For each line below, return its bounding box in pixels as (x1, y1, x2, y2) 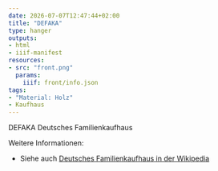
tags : (8, 85, 26, 94)
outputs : (8, 34, 38, 42)
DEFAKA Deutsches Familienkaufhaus (8, 123, 133, 133)
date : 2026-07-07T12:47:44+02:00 (8, 11, 120, 20)
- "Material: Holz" (8, 93, 74, 101)
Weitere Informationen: (8, 138, 84, 148)
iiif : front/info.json (22, 78, 99, 86)
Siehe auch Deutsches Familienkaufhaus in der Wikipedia (19, 153, 210, 164)
